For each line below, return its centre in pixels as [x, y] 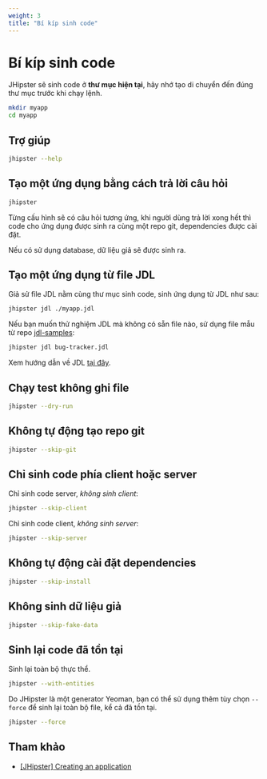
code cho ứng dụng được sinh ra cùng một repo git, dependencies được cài [133, 226]
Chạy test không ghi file [69, 388]
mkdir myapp [28, 108]
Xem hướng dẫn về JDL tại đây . [60, 363]
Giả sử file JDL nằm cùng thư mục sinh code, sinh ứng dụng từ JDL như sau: [134, 294]
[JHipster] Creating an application [76, 766]
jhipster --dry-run [41, 406]
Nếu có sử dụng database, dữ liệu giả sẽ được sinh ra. [97, 250]
